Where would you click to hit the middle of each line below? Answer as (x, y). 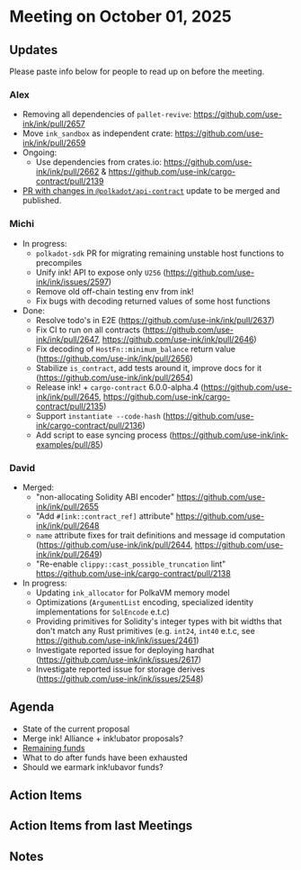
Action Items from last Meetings (101, 826)
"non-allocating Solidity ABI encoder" (105, 496)
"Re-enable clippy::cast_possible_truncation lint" (131, 564)
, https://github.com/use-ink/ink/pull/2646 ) (177, 339)
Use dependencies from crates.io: (98, 162)
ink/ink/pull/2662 (67, 172)
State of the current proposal (76, 729)
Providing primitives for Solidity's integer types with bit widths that (159, 621)
